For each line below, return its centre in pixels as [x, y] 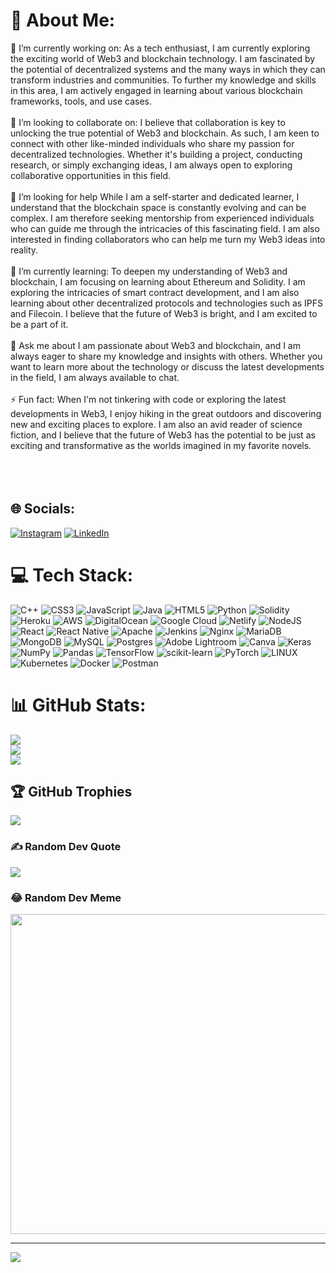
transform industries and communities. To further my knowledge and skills [163, 80]
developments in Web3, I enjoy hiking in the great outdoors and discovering [166, 413]
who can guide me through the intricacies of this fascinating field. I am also [165, 228]
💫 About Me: [63, 20]
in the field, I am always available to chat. [95, 377]
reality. [24, 250]
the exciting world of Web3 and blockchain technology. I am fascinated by [163, 58]
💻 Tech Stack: [72, 575]
